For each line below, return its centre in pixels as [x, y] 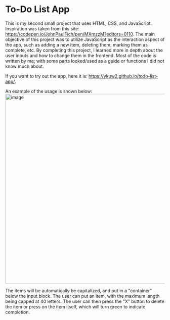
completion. [18, 312]
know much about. [25, 66]
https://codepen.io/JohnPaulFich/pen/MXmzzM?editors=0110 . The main [80, 34]
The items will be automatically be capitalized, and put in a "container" [79, 290]
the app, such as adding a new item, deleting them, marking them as [77, 44]
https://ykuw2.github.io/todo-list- [123, 76]
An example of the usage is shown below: [49, 91]
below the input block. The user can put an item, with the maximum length [82, 296]
